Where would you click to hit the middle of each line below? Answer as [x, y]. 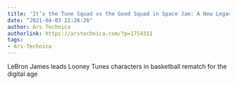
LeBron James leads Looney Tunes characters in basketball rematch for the [117, 66]
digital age [23, 74]
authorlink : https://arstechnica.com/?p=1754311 [80, 33]
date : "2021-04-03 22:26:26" [50, 20]
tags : [15, 40]
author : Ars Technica [39, 27]
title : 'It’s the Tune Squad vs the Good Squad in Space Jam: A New [110, 14]
